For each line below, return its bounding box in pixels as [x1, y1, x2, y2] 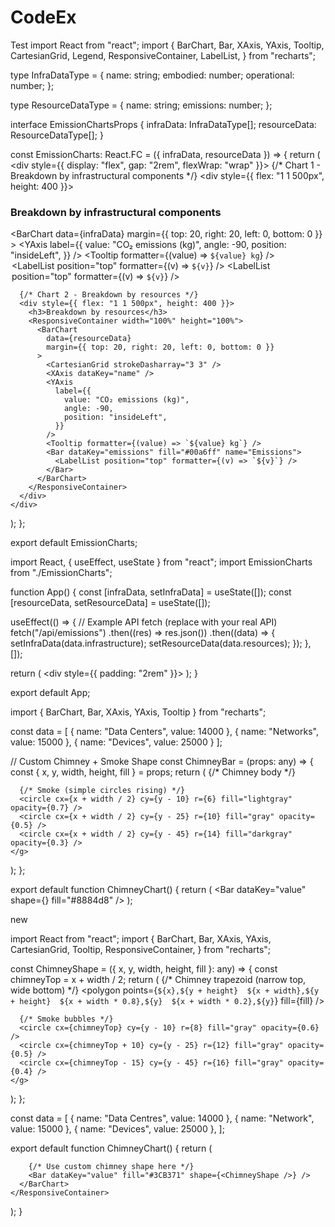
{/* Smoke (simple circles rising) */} [19, 786, 186, 796]
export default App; [10, 687, 91, 699]
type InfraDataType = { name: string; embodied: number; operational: [10, 69, 295, 81]
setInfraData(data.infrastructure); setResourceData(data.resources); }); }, [10, 637, 312, 650]
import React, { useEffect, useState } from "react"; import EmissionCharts [10, 556, 313, 568]
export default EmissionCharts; [10, 537, 138, 549]
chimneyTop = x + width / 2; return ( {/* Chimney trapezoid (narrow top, [10, 974, 307, 986]
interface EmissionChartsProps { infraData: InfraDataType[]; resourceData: [10, 118, 317, 130]
